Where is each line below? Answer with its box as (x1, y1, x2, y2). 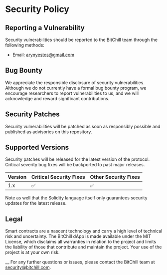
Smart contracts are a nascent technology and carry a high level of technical (5, 228, 163, 234)
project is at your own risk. (5, 249, 60, 255)
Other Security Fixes (90, 174, 141, 181)
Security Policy (5, 4, 70, 15)
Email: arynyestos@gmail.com (12, 52, 75, 58)
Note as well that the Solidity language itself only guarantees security (5, 195, 148, 201)
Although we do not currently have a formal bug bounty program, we (5, 85, 147, 91)
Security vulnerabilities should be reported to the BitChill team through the (5, 37, 158, 43)
